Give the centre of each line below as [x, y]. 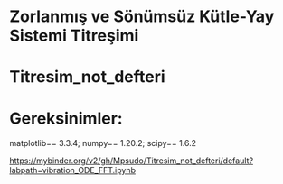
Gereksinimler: [66, 118]
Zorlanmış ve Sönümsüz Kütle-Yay [142, 17]
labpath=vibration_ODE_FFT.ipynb [73, 170]
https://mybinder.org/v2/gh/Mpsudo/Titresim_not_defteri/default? [132, 161]
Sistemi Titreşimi [74, 36]
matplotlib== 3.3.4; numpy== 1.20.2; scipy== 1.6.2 [103, 143]
